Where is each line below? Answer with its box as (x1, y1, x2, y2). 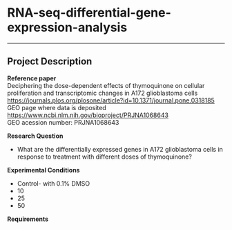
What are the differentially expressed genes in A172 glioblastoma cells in (17, 145, 223, 153)
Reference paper (7, 74, 57, 82)
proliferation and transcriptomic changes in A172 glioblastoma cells (7, 89, 198, 97)
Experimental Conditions (7, 166, 80, 174)
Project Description (7, 55, 93, 67)
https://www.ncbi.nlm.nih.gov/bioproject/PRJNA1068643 (7, 111, 169, 119)
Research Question (7, 132, 64, 140)
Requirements (7, 215, 49, 223)
